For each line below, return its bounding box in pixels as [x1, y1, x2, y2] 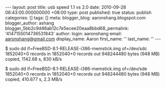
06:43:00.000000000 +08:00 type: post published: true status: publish [5, 9, 152, 15]
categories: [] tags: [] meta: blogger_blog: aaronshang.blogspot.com [5, 15, 146, 20]
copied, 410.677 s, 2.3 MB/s [5, 77, 62, 82]
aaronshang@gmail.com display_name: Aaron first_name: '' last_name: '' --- [5, 36, 161, 42]
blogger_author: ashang [5, 20, 54, 26]
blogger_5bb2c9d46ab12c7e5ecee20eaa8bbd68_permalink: [5, 25, 130, 31]
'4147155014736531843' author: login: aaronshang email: [5, 31, 122, 36]
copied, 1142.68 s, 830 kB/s [5, 56, 62, 62]
